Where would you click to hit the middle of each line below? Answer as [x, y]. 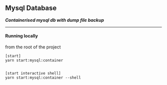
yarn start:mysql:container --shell [43, 78]
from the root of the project [33, 47]
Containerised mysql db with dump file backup [55, 20]
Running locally [22, 36]
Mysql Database [31, 8]
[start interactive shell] [33, 74]
